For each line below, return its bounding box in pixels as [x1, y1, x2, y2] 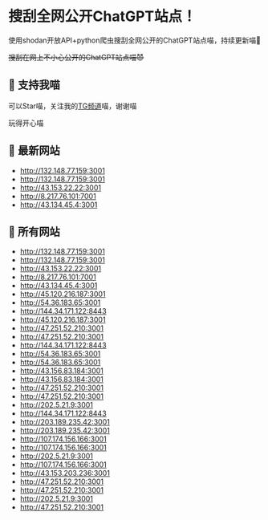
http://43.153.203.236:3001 [19, 469, 111, 478]
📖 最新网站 [8, 144, 60, 157]
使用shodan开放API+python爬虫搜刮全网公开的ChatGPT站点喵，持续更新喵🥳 [8, 35, 261, 45]
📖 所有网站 [8, 225, 60, 238]
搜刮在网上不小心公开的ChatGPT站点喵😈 [8, 52, 144, 62]
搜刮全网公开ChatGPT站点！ [8, 7, 197, 26]
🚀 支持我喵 [8, 78, 60, 92]
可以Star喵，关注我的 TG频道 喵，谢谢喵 [8, 101, 137, 111]
